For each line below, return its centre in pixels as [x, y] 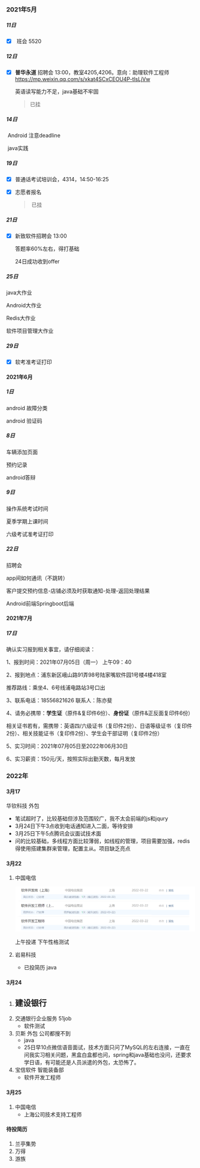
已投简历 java [40, 968]
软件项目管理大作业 [30, 331]
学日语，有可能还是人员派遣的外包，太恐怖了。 [81, 1062]
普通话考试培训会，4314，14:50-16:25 [62, 179]
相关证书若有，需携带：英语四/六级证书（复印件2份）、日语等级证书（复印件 [99, 726]
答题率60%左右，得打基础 [47, 249]
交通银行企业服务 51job [43, 1019]
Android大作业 [24, 306]
